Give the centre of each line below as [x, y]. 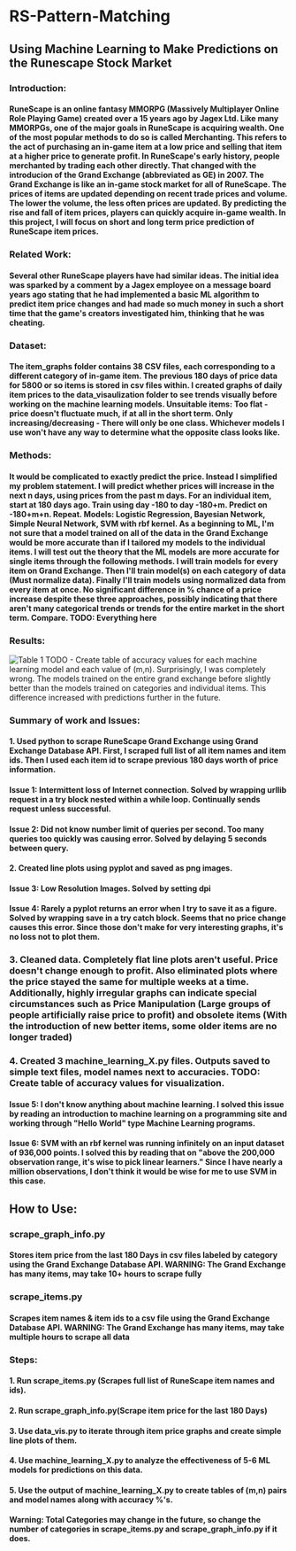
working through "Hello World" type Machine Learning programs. [133, 1123]
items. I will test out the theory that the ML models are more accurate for [144, 552]
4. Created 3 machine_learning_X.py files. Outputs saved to [140, 1061]
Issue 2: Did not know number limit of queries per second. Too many [137, 829]
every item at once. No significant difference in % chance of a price [136, 589]
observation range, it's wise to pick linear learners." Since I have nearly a [146, 1162]
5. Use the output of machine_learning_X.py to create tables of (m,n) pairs [148, 1490]
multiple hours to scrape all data [69, 1337]
